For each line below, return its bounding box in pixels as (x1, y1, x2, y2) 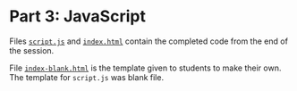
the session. (9, 45, 55, 55)
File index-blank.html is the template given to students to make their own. (9, 62, 282, 73)
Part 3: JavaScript (9, 6, 146, 27)
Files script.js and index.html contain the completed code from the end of (9, 36, 289, 46)
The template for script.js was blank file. (9, 71, 164, 82)
